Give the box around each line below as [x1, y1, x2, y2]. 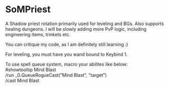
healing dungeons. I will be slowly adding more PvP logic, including [5, 26, 147, 32]
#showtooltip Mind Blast [5, 67, 56, 73]
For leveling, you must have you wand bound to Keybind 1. [5, 51, 128, 57]
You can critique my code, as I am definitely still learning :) [5, 41, 129, 47]
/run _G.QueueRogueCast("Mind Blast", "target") [5, 72, 107, 78]
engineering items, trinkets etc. [5, 31, 70, 37]
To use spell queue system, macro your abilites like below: [5, 61, 128, 67]
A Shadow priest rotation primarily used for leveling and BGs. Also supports [5, 20, 164, 27]
